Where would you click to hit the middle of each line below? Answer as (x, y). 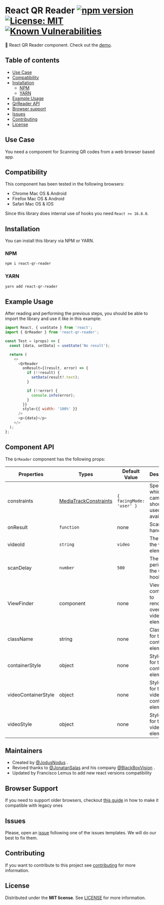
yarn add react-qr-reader (31, 286)
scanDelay (20, 568)
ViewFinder (20, 603)
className (20, 639)
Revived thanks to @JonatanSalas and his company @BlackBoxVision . (83, 768)
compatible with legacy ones (34, 805)
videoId (16, 544)
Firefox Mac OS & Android (38, 199)
